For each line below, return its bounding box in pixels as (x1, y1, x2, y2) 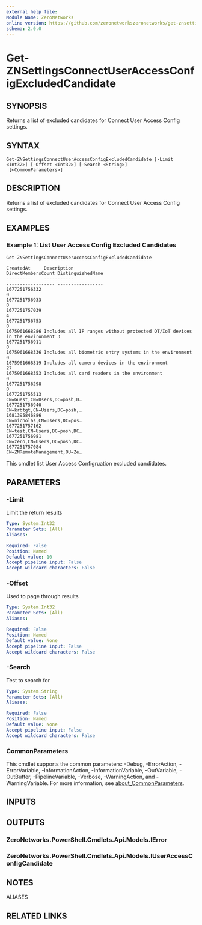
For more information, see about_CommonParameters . (50, 780, 185, 787)
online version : (6, 20, 47, 26)
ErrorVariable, (6, 767, 41, 774)
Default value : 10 (6, 554, 52, 560)
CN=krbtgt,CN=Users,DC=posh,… (6, 407, 82, 413)
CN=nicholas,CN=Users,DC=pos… (6, 418, 82, 424)
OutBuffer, (6, 773, 32, 781)
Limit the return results (6, 509, 63, 517)
